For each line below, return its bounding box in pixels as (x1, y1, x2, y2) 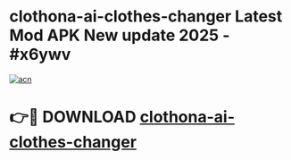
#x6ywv (9, 45, 71, 64)
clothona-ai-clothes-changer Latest (9, 6, 283, 27)
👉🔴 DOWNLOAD (9, 107, 137, 127)
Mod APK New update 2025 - (9, 25, 230, 46)
